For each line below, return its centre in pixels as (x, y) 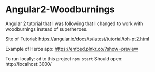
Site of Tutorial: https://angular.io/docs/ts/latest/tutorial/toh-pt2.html (77, 39)
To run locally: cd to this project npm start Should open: (64, 58)
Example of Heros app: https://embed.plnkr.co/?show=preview (72, 49)
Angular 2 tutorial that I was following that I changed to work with (74, 23)
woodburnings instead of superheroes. (46, 29)
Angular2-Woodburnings (60, 9)
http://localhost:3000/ (29, 64)
